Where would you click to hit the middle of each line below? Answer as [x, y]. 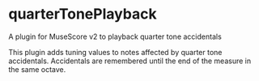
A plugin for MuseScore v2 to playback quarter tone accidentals [115, 36]
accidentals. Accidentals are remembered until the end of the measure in [130, 61]
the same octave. [37, 69]
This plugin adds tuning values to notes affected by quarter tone [115, 52]
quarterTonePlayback [83, 14]
